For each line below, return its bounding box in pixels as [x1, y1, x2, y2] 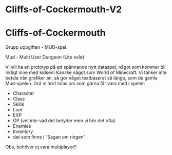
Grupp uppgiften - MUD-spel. [5, 44, 68, 50]
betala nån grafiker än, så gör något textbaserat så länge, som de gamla [5, 75, 158, 81]
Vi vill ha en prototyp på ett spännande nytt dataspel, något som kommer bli [5, 64, 166, 70]
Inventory [12, 128, 33, 134]
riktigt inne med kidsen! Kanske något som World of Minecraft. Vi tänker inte [5, 69, 167, 75]
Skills [12, 101, 25, 107]
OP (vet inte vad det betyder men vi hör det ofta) [12, 118, 116, 124]
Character [12, 90, 34, 96]
